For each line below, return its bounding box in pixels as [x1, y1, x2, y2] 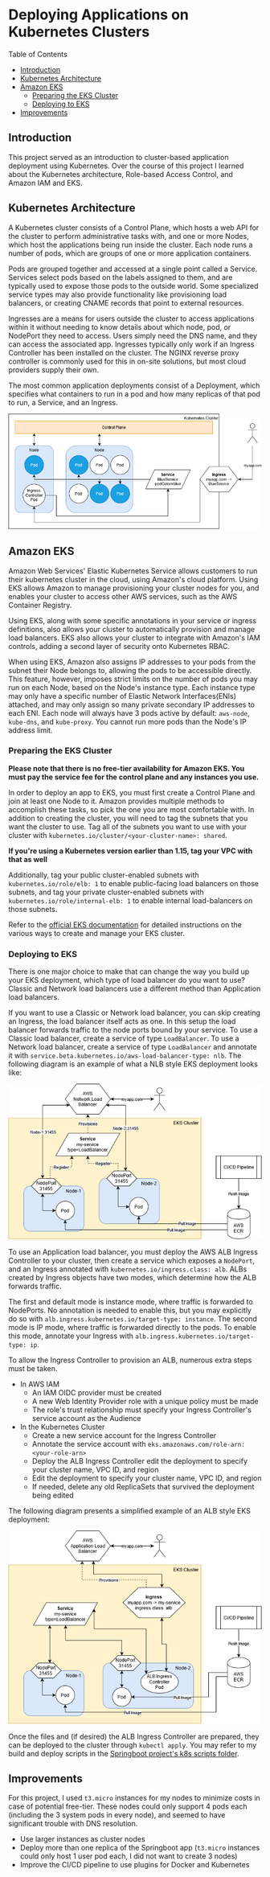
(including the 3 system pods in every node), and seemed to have [8, 1810, 226, 1820]
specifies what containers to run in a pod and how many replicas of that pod [8, 388, 261, 399]
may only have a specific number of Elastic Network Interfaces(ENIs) [8, 691, 237, 700]
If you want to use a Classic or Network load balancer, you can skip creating [8, 1008, 261, 1018]
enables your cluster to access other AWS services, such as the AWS [8, 591, 238, 601]
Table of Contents [8, 49, 68, 59]
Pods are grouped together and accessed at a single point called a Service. [8, 264, 258, 273]
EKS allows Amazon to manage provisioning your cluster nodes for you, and [8, 583, 260, 593]
